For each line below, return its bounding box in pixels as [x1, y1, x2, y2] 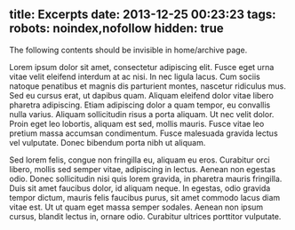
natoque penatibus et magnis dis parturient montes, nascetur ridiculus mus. [9, 80, 286, 91]
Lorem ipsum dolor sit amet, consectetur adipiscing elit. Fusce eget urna [9, 61, 275, 72]
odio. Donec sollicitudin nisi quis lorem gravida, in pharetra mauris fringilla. [9, 173, 283, 184]
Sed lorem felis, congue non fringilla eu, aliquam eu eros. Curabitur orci [9, 155, 271, 165]
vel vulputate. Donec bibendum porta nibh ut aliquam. [9, 137, 206, 147]
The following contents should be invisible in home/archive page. [9, 44, 248, 55]
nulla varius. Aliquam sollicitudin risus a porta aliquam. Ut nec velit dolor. [9, 108, 275, 119]
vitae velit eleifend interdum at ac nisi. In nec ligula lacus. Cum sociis [9, 71, 260, 82]
